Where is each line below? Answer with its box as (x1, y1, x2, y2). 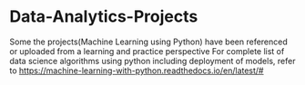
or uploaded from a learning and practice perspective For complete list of (9, 45, 285, 56)
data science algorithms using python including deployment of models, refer (9, 55, 296, 66)
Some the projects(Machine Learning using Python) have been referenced (9, 36, 289, 47)
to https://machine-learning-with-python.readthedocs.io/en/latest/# (9, 65, 264, 76)
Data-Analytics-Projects (9, 6, 198, 27)
